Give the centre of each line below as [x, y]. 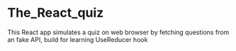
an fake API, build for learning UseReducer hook [78, 39]
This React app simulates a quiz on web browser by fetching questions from [118, 32]
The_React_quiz [56, 13]
